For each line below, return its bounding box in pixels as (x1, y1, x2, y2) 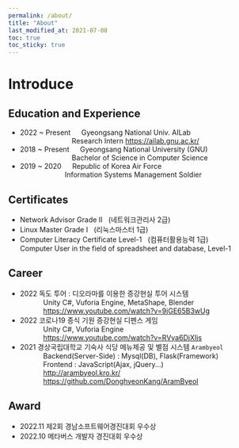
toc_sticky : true (8, 41, 66, 49)
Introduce (8, 75, 74, 94)
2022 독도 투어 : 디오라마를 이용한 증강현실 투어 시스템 (19, 289, 189, 298)
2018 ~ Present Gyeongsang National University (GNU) (19, 144, 208, 155)
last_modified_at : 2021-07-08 (8, 26, 108, 34)
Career (8, 266, 44, 280)
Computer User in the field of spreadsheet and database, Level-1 (19, 243, 232, 253)
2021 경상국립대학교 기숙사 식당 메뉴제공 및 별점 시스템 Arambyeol (19, 342, 224, 351)
